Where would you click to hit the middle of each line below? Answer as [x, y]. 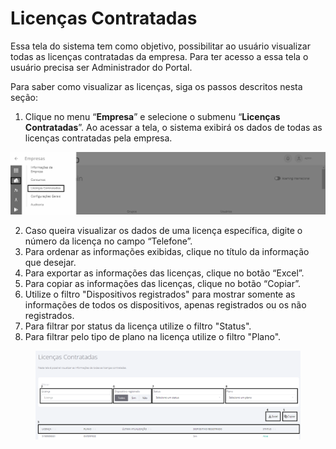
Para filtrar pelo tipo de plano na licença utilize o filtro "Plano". [153, 336]
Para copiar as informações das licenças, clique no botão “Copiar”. [162, 283]
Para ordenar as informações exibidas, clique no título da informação [167, 251]
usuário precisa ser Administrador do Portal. [101, 67]
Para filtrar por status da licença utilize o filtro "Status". [138, 326]
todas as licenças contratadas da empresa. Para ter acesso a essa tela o [159, 56]
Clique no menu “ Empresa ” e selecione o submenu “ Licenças [152, 116]
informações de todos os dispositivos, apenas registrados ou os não [165, 304]
